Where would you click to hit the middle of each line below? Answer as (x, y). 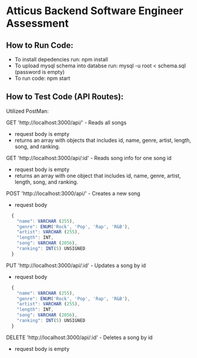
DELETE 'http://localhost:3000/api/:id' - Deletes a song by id (79, 337)
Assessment (37, 23)
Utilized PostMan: (27, 111)
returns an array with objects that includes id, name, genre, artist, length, (103, 140)
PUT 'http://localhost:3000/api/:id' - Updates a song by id (76, 265)
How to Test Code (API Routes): (65, 97)
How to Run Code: (40, 45)
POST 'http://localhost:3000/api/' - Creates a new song (73, 193)
